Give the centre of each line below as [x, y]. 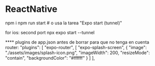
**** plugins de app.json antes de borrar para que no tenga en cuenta [77, 42]
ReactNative [31, 9]
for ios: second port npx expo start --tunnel [50, 32]
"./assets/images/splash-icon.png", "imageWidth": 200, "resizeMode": [77, 53]
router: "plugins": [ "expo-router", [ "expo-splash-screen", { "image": [76, 47]
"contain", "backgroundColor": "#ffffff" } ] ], [50, 58]
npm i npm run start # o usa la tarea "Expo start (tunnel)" [64, 23]
